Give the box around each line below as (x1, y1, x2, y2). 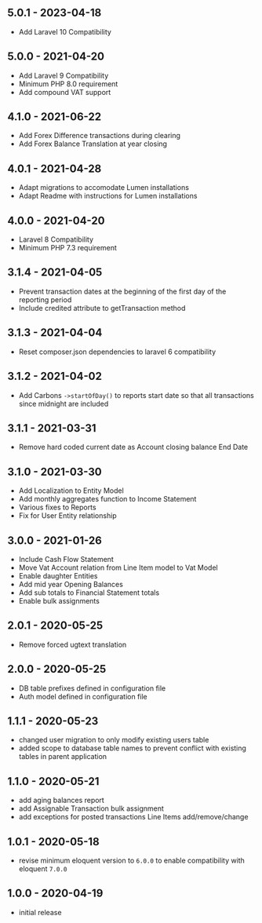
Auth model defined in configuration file (18, 691, 148, 701)
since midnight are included (18, 399, 109, 408)
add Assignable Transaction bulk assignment (18, 804, 164, 813)
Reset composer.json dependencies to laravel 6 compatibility (18, 347, 217, 356)
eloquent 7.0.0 (18, 864, 67, 874)
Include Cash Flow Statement (18, 554, 115, 564)
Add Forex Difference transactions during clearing (18, 131, 181, 140)
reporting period (18, 294, 72, 305)
